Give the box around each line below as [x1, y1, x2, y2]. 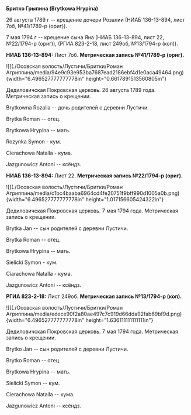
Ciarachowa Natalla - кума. [6, 270, 72, 277]
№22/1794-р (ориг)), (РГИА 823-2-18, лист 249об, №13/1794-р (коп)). [6, 40, 178, 47]
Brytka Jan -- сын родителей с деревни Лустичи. [6, 225, 129, 232]
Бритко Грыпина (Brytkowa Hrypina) [6, 5, 98, 12]
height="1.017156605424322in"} [85, 196, 164, 203]
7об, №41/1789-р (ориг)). [6, 23, 67, 29]
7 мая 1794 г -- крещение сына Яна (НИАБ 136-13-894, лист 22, [6, 34, 165, 40]
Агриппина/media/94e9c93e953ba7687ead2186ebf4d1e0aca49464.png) [6, 69, 184, 76]
